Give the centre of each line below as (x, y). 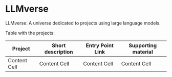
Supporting (143, 45)
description (59, 52)
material (143, 52)
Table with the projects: (30, 33)
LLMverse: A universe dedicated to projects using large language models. (83, 23)
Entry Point (100, 45)
